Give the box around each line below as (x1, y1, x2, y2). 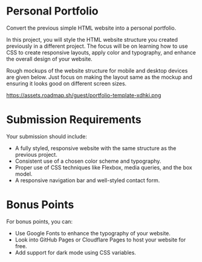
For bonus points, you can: (6, 218, 73, 225)
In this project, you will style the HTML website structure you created (6, 36, 178, 43)
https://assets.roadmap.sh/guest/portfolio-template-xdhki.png (6, 91, 161, 99)
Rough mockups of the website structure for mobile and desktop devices (6, 67, 188, 74)
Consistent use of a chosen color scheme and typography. (15, 157, 161, 165)
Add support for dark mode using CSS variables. (15, 249, 136, 256)
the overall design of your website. (6, 55, 93, 62)
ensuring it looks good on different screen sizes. (6, 80, 127, 87)
